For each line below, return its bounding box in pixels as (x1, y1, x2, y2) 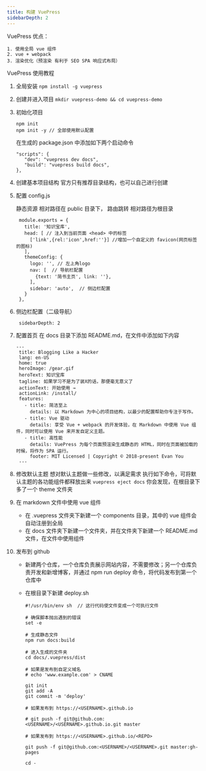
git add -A (25, 687, 53, 694)
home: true (18, 360, 47, 366)
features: (18, 396, 44, 402)
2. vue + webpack (7, 51, 51, 57)
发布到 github (15, 547, 50, 555)
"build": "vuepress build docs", (24, 162, 110, 168)
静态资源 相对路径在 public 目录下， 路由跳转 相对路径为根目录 (15, 205, 174, 212)
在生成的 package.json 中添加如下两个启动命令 (15, 139, 134, 146)
